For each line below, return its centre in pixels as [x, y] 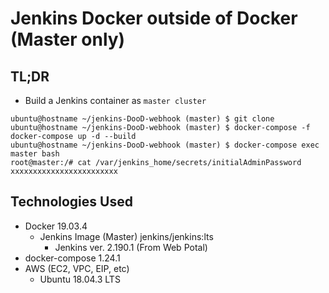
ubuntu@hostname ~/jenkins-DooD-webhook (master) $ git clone [142, 119]
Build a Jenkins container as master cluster [115, 100]
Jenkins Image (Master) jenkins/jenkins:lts [126, 236]
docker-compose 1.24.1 [72, 258]
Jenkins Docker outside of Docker [154, 18]
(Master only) [68, 39]
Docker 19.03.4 [56, 226]
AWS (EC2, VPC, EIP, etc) [77, 268]
